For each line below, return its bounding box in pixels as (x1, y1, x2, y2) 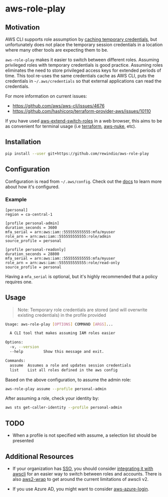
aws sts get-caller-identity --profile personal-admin (5, 405, 122, 410)
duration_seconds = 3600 (5, 225, 57, 230)
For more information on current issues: (5, 93, 87, 99)
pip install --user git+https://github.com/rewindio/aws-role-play (5, 151, 149, 156)
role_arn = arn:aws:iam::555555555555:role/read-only (5, 260, 120, 265)
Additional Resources (5, 452, 74, 461)
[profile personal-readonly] (5, 247, 66, 252)
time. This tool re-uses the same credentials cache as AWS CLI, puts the (5, 73, 154, 78)
